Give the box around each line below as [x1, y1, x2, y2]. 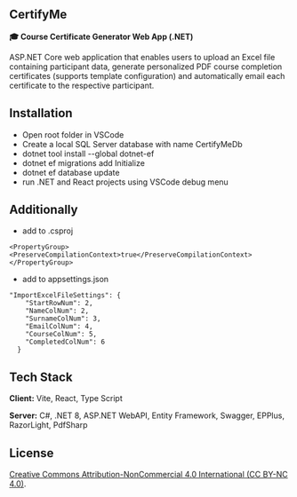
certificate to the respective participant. [9, 80, 155, 91]
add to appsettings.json [21, 274, 109, 285]
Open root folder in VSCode [21, 129, 124, 140]
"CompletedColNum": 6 [25, 337, 105, 347]
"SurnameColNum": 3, [25, 314, 101, 323]
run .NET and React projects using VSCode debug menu [21, 177, 229, 187]
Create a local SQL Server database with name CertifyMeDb [21, 138, 243, 149]
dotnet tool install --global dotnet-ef [21, 148, 155, 159]
